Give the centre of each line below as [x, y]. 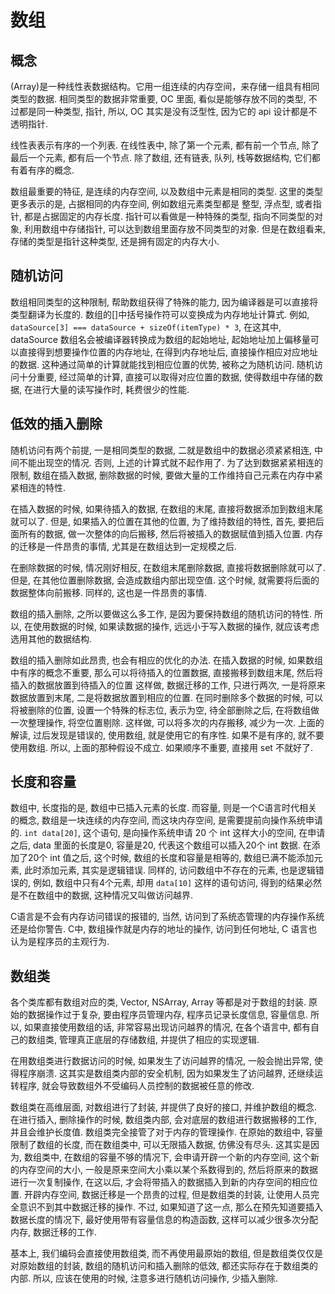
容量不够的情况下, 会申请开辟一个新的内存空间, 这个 [204, 1157]
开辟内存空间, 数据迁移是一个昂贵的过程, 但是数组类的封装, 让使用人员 [167, 1195]
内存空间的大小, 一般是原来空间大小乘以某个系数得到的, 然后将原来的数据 [168, 1170]
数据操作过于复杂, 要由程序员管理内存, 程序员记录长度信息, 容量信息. [167, 1015]
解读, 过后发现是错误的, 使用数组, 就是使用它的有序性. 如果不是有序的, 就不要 [167, 735]
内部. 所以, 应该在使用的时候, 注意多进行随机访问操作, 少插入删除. [144, 1278]
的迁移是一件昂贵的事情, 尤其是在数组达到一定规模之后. [124, 546]
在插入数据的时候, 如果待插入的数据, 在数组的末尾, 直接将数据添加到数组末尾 [166, 508]
